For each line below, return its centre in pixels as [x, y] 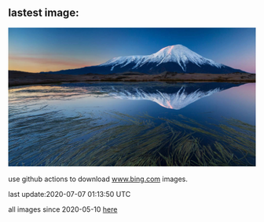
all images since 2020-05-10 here [63, 209]
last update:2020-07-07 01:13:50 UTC [70, 195]
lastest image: [44, 13]
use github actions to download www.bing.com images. [98, 179]
